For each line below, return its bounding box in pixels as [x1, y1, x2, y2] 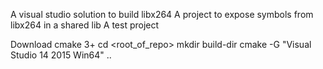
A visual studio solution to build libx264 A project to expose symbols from [10, 9, 314, 20]
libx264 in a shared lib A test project [10, 19, 160, 31]
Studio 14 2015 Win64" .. [10, 49, 112, 61]
